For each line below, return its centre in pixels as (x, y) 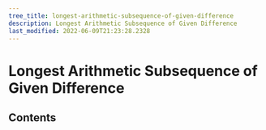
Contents (32, 117)
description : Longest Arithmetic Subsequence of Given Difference (123, 23)
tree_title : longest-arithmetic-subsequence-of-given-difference (121, 16)
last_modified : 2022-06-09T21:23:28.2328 (79, 31)
